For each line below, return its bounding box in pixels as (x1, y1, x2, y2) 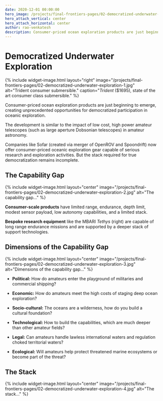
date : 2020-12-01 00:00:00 (5, 7, 60, 12)
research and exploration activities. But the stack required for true (5, 152, 137, 158)
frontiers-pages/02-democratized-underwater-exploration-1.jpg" (5, 82, 135, 88)
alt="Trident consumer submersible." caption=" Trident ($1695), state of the (5, 87, 156, 93)
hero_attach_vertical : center (5, 16, 66, 21)
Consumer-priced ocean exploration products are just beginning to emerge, (5, 102, 157, 108)
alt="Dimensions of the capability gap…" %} (5, 266, 93, 272)
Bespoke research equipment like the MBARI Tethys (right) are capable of (5, 219, 154, 224)
